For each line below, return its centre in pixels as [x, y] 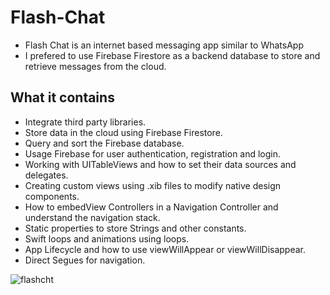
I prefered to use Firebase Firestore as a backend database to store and [172, 55]
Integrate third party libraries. [85, 122]
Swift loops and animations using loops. [107, 238]
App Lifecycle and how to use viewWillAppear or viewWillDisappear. [165, 249]
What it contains [62, 97]
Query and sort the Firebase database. [104, 143]
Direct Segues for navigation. [85, 260]
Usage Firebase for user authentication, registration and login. [153, 153]
